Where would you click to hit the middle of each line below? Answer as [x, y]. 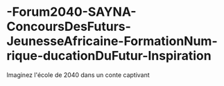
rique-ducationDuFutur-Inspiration [109, 56]
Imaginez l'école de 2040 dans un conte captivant [78, 75]
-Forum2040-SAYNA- [71, 12]
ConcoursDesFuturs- [69, 26]
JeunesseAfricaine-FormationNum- [112, 41]
